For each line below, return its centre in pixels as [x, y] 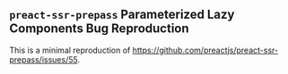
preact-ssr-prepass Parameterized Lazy [122, 15]
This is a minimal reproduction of [70, 50]
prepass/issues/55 [44, 59]
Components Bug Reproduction [100, 29]
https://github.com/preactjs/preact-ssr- [205, 50]
